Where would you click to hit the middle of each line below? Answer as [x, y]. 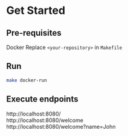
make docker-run [27, 80]
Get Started [36, 11]
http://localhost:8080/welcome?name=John [61, 126]
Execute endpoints [42, 99]
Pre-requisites [34, 33]
